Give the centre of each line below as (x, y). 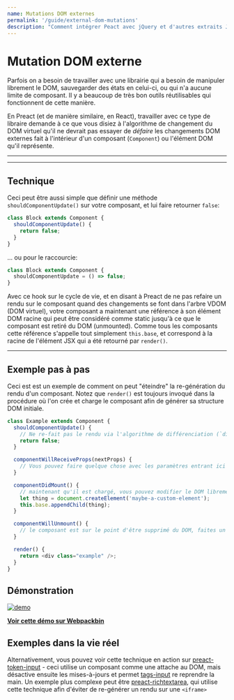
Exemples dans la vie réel (63, 643)
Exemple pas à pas (49, 370)
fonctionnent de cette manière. (52, 103)
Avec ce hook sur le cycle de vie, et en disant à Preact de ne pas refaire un (114, 297)
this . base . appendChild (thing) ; (65, 505)
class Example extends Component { (59, 421)
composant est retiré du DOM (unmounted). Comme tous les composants (112, 326)
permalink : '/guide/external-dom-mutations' (73, 20)
